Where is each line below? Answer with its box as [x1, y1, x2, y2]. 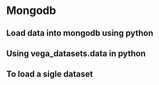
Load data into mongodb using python [6, 28, 154, 38]
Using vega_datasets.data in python [6, 48, 146, 58]
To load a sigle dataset [6, 69, 93, 80]
